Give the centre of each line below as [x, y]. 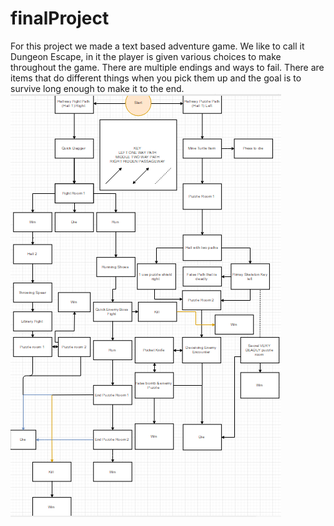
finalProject [60, 18]
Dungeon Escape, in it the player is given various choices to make [146, 56]
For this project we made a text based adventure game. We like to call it [157, 46]
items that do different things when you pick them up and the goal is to [156, 78]
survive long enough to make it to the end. [97, 88]
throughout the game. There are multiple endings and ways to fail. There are [167, 67]
